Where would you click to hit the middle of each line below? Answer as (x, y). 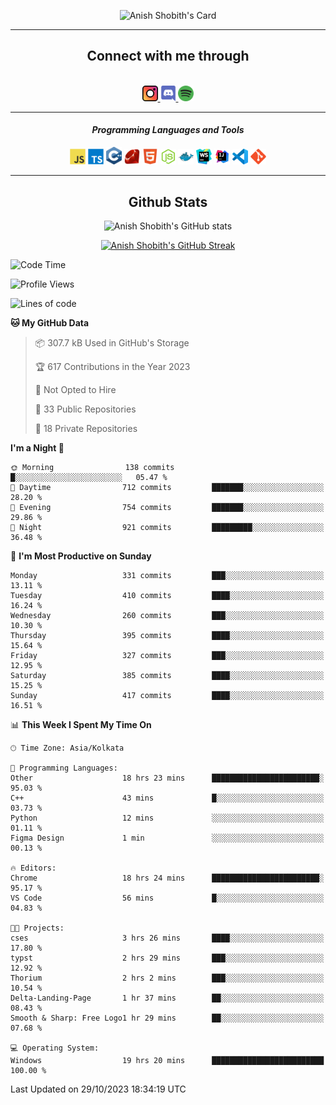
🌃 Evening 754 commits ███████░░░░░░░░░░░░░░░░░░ (167, 507)
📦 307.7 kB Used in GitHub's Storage (112, 342)
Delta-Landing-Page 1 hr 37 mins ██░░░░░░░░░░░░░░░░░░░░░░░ (167, 998)
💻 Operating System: (55, 1048)
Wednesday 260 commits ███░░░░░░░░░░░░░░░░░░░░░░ (167, 615)
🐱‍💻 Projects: (37, 928)
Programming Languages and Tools (168, 130)
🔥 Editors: (33, 868)
